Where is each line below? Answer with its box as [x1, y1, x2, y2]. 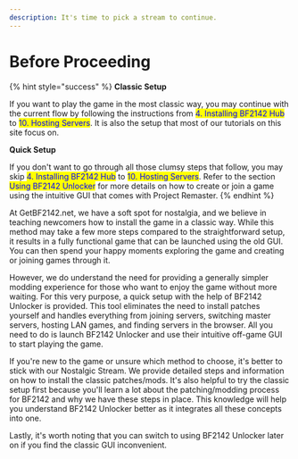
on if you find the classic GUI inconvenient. [9, 439, 168, 450]
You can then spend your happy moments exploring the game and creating [9, 245, 285, 255]
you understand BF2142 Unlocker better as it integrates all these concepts [9, 403, 283, 413]
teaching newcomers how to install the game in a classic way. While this [9, 216, 275, 228]
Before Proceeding [9, 51, 152, 71]
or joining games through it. [9, 255, 111, 265]
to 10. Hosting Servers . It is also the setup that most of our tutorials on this [9, 117, 282, 128]
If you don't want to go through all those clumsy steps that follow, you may [9, 162, 284, 172]
